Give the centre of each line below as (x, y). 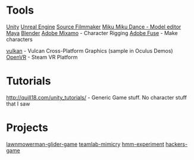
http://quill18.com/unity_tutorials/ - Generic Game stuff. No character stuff (97, 97)
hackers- (177, 144)
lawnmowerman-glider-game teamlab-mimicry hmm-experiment (85, 144)
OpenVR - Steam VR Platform (42, 57)
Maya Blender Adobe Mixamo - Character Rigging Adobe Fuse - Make (92, 33)
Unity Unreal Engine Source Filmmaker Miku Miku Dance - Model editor (94, 27)
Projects (27, 128)
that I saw (18, 104)
